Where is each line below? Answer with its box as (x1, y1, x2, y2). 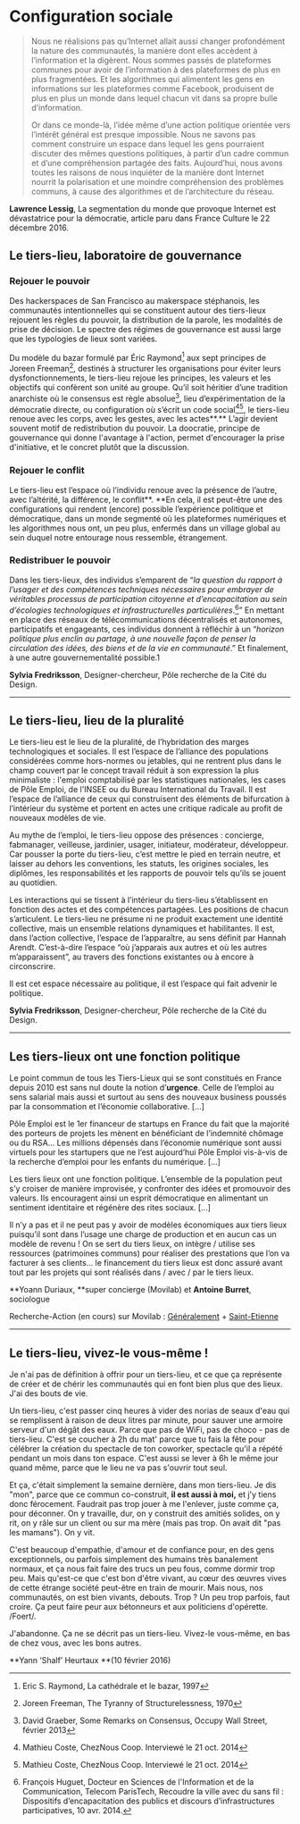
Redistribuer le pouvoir (9, 554, 112, 566)
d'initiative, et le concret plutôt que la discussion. (9, 442, 190, 453)
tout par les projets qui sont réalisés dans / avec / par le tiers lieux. (9, 1267, 254, 1278)
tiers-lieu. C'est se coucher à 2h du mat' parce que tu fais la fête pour (9, 1434, 266, 1444)
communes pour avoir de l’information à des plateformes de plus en (30, 64, 281, 75)
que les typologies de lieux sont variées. (9, 333, 158, 344)
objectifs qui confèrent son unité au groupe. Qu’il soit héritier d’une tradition (9, 381, 288, 392)
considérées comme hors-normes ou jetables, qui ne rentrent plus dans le (9, 756, 282, 766)
